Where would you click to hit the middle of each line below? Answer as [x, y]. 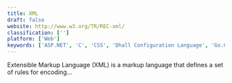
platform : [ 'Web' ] [33, 39]
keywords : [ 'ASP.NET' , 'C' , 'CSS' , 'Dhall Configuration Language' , [108, 45]
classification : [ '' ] [38, 33]
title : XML [23, 13]
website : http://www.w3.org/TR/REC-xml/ [66, 26]
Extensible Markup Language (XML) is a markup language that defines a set [115, 65]
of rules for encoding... [40, 72]
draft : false [26, 20]
